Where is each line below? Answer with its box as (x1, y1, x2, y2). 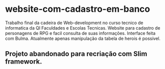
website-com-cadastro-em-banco (5, 3, 150, 15)
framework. (5, 58, 42, 66)
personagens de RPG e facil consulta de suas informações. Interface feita (5, 30, 156, 36)
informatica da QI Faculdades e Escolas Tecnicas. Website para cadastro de (5, 25, 161, 31)
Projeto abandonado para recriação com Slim (5, 50, 148, 58)
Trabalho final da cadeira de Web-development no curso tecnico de (5, 20, 144, 26)
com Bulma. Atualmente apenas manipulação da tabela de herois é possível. (5, 35, 161, 41)
